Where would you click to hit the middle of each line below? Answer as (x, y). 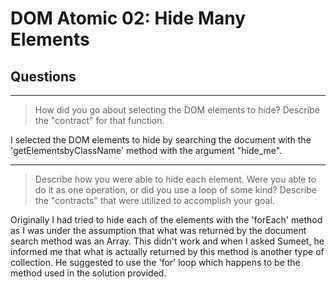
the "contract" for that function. (99, 120)
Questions (43, 76)
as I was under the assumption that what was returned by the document (158, 230)
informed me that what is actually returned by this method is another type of (167, 251)
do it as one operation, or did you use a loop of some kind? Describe (175, 190)
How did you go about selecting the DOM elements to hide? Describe (177, 110)
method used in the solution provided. (88, 273)
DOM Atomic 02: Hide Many (128, 18)
